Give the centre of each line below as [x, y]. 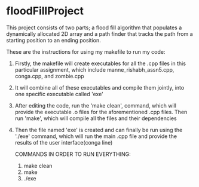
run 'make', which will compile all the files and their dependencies [96, 118]
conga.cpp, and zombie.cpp [50, 76]
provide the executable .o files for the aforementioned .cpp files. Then [101, 112]
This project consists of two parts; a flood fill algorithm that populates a [94, 27]
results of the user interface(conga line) [64, 142]
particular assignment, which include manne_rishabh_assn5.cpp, [94, 69]
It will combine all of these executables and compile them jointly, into [99, 87]
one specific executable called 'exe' [59, 94]
